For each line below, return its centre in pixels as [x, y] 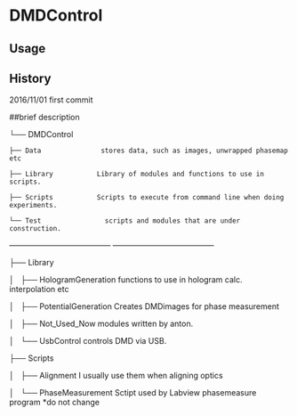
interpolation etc [39, 290]
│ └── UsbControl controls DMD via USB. [88, 341]
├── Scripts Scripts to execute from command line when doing [147, 198]
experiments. [33, 206]
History [30, 78]
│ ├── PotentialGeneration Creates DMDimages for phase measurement [144, 306]
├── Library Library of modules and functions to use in [137, 175]
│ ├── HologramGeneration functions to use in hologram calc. [126, 280]
